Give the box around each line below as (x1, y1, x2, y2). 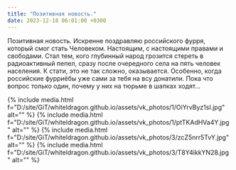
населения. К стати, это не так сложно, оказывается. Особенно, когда (7, 67, 222, 75)
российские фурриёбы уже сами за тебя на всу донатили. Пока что (7, 74, 213, 82)
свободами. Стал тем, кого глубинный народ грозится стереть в (7, 51, 204, 60)
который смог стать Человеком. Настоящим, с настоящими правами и (7, 44, 224, 52)
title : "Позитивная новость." (7, 10, 97, 18)
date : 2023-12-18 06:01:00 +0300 (7, 17, 107, 24)
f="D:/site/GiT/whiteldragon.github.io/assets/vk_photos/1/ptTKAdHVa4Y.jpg (7, 118, 230, 126)
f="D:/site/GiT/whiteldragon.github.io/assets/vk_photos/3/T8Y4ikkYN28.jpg (7, 148, 230, 157)
